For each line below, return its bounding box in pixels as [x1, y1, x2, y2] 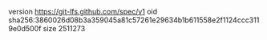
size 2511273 [42, 24, 86, 33]
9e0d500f [8, 24, 42, 33]
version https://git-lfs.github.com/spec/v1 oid [8, 7, 158, 16]
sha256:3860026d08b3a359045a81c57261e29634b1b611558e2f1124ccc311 [8, 15, 260, 25]
